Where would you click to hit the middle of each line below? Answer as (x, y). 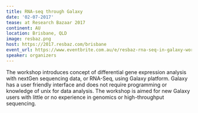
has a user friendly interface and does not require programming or (87, 84)
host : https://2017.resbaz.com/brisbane (57, 45)
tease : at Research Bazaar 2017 (46, 22)
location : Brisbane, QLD (37, 34)
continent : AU (24, 28)
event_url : (19, 50)
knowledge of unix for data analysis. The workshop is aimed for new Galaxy (98, 91)
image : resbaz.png (29, 39)
